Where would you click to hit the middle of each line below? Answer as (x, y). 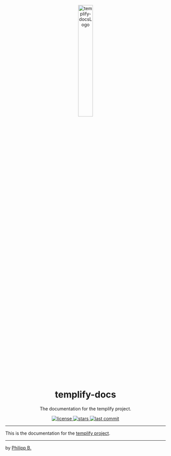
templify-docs (85, 395)
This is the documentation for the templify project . (58, 433)
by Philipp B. (18, 448)
